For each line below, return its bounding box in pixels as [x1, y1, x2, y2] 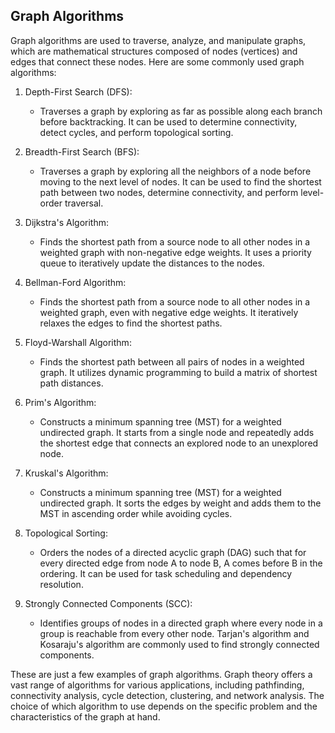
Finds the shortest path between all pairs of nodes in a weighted [39, 355, 305, 368]
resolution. [39, 578, 84, 590]
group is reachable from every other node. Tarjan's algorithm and [39, 627, 310, 639]
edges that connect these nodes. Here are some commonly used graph [10, 55, 305, 68]
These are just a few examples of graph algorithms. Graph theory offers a [10, 668, 313, 680]
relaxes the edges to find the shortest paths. [39, 317, 223, 329]
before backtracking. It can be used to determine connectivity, [39, 115, 298, 128]
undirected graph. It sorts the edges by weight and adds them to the [39, 497, 322, 509]
